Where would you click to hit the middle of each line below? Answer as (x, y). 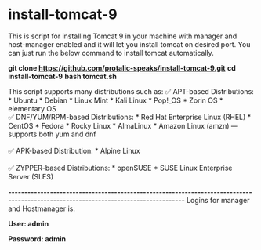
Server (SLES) (31, 176)
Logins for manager (218, 200)
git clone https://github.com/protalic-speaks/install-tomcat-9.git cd (122, 67)
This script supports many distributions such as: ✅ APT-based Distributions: (131, 91)
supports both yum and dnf (52, 134)
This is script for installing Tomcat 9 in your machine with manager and (123, 36)
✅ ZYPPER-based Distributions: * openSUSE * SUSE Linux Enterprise (120, 168)
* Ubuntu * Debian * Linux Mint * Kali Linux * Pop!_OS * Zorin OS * (116, 100)
